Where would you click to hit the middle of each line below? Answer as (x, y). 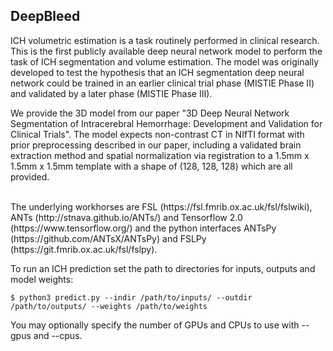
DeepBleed (45, 16)
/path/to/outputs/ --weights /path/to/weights (109, 306)
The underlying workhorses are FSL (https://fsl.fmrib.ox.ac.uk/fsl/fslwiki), (161, 206)
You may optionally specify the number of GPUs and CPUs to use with (155, 325)
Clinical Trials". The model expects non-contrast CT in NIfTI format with (157, 134)
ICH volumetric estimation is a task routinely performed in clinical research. (165, 40)
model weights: (42, 279)
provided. (30, 176)
